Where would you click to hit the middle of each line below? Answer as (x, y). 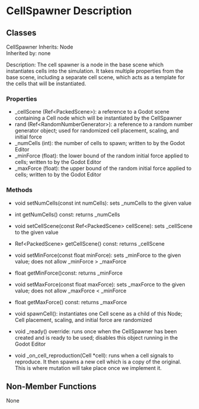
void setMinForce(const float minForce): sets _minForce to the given (98, 255)
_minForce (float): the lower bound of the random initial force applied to (102, 156)
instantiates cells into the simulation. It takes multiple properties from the (95, 71)
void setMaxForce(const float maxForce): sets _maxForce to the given (100, 284)
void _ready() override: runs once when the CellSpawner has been (96, 331)
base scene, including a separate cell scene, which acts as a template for (96, 77)
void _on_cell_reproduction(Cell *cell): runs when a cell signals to (94, 355)
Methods (19, 190)
